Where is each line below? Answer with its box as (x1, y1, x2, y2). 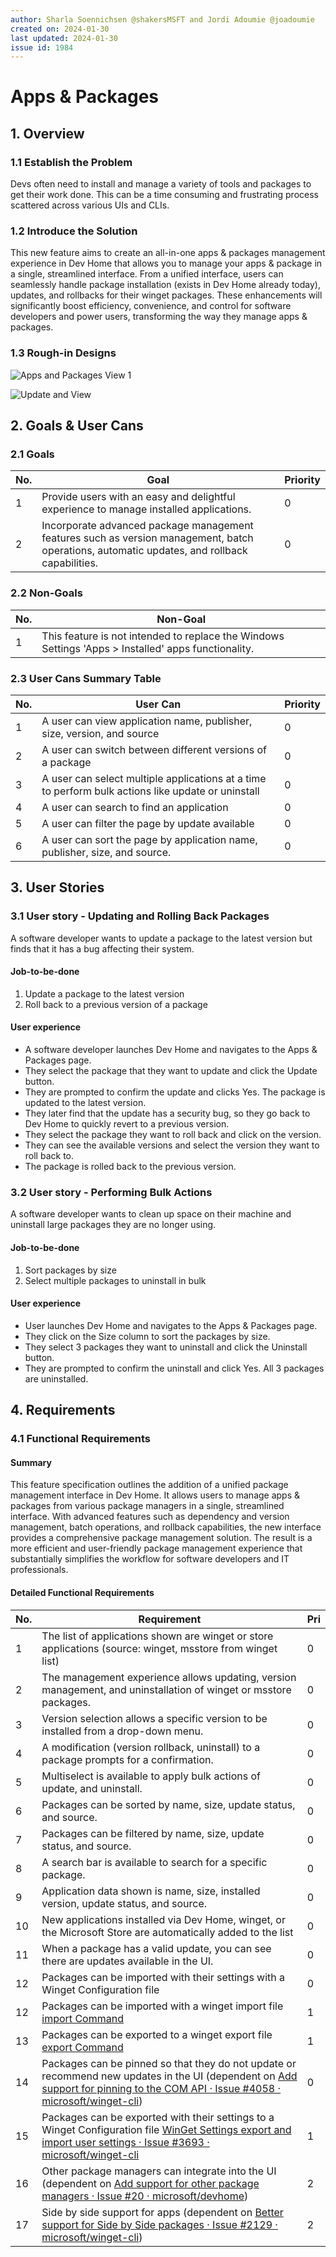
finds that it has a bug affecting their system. (10, 942, 195, 955)
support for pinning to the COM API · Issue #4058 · (41, 2081, 282, 2095)
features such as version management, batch (41, 531, 254, 545)
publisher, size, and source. (41, 846, 172, 859)
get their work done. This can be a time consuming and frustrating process (10, 189, 319, 201)
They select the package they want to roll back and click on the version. (24, 1129, 322, 1141)
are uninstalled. (24, 1372, 89, 1385)
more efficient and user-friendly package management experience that (10, 1542, 303, 1555)
